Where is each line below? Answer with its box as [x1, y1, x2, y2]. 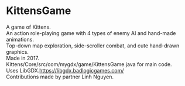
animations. [6, 36, 34, 43]
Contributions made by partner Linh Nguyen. [6, 73, 114, 80]
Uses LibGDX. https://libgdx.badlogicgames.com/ [6, 67, 124, 74]
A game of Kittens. [6, 23, 51, 30]
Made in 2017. [6, 54, 40, 61]
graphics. [6, 48, 29, 55]
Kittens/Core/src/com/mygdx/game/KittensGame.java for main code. [6, 60, 172, 68]
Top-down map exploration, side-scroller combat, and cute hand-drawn [6, 42, 180, 49]
